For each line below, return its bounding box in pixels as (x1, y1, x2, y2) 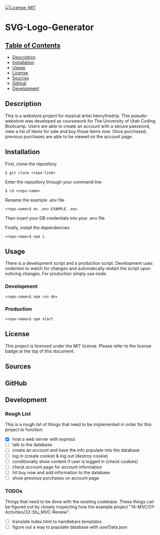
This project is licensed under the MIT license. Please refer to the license (5, 343, 152, 349)
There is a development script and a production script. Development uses (5, 260, 153, 266)
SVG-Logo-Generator (5, 22, 94, 33)
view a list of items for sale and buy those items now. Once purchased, (5, 128, 147, 134)
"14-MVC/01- (129, 504, 156, 510)
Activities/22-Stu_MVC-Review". (5, 509, 70, 515)
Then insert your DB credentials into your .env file (5, 215, 105, 221)
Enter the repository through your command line (5, 179, 102, 185)
